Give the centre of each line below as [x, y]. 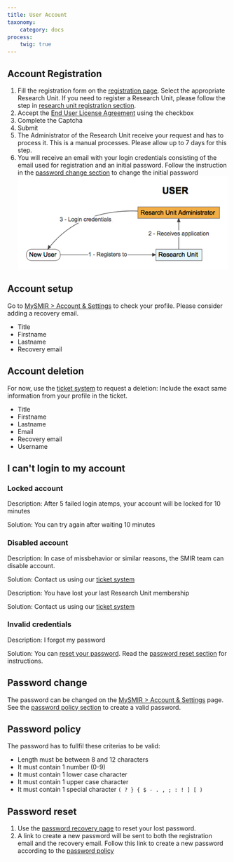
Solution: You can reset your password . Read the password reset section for [117, 653]
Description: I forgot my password [56, 640]
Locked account [35, 488]
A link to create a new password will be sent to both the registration [115, 836]
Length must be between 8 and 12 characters [83, 760]
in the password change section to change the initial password [108, 173]
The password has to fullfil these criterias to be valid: [84, 746]
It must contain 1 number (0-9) [62, 767]
